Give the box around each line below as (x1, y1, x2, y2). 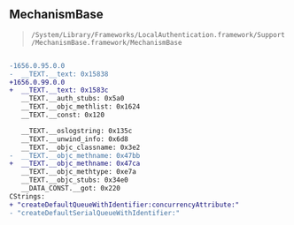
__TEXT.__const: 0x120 (20, 110, 104, 120)
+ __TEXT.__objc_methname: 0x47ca (9, 159, 141, 169)
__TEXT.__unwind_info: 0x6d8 (20, 134, 128, 144)
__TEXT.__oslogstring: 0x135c (20, 126, 133, 135)
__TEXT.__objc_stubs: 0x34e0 (20, 176, 128, 184)
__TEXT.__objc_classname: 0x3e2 (20, 143, 141, 152)
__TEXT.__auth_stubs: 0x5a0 (20, 94, 125, 103)
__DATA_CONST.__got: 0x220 (20, 184, 121, 193)
